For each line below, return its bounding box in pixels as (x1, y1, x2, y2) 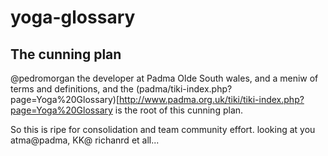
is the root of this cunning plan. (114, 104, 244, 116)
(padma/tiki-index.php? (135, 83, 233, 95)
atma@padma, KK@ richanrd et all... (10, 134, 160, 146)
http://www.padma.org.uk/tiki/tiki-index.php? (119, 94, 305, 105)
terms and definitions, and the (10, 83, 134, 95)
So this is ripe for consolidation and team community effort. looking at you (10, 124, 316, 135)
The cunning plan (10, 46, 122, 63)
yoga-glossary (10, 6, 136, 29)
